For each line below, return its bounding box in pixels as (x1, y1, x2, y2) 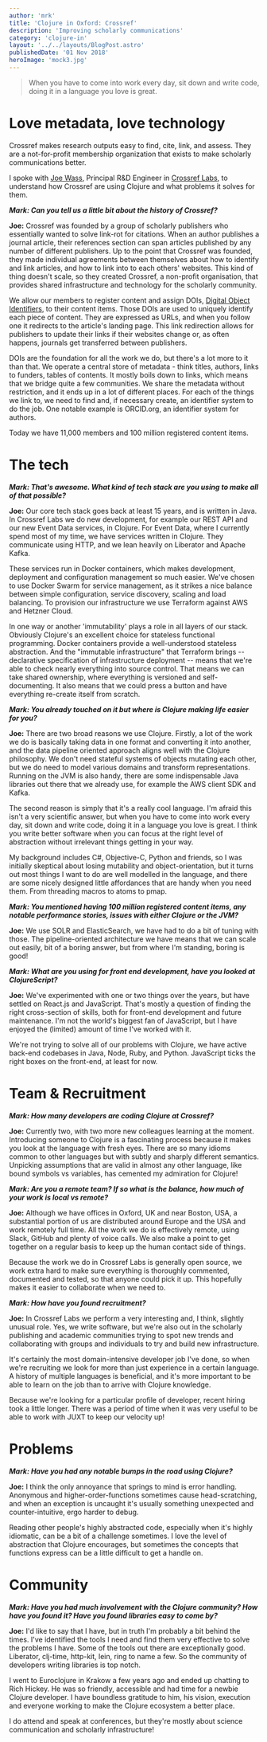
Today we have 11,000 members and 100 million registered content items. (9, 428, 249, 437)
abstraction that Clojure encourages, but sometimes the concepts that (9, 1539, 239, 1549)
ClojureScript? (9, 975, 58, 985)
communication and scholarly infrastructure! (9, 1724, 154, 1734)
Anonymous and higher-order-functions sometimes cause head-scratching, (9, 1490, 257, 1500)
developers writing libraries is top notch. (9, 1660, 141, 1670)
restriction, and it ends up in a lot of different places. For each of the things (9, 387, 254, 397)
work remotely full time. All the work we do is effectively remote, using (9, 1224, 240, 1235)
